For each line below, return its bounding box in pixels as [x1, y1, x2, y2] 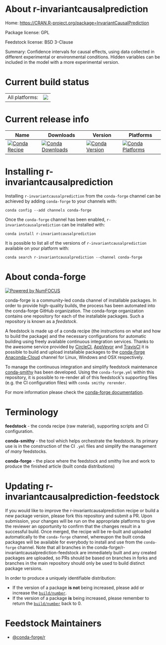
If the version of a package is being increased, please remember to [12, 595, 149, 601]
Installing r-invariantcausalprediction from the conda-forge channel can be [5, 193, 161, 199]
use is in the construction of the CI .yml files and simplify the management [5, 443, 157, 449]
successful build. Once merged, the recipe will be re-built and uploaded [5, 529, 152, 535]
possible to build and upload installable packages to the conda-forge [5, 349, 145, 355]
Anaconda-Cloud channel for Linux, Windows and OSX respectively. [5, 354, 144, 360]
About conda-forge [5, 271, 86, 282]
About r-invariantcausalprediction [5, 3, 148, 15]
